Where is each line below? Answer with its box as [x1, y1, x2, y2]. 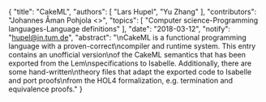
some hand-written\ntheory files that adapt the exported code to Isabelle [8, 67, 252, 76]
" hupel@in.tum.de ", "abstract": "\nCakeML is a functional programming [8, 32, 247, 42]
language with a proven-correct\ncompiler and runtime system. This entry [8, 41, 256, 51]
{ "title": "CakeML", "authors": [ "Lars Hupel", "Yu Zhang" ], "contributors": [8, 7, 257, 16]
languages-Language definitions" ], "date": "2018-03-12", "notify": [8, 24, 231, 33]
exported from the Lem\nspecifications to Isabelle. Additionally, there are [8, 58, 252, 68]
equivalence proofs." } [8, 84, 83, 94]
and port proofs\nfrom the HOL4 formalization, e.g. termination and [8, 76, 234, 85]
